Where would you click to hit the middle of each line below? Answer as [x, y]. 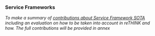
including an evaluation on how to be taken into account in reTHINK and [77, 23]
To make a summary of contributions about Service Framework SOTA [75, 18]
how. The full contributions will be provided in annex [58, 28]
